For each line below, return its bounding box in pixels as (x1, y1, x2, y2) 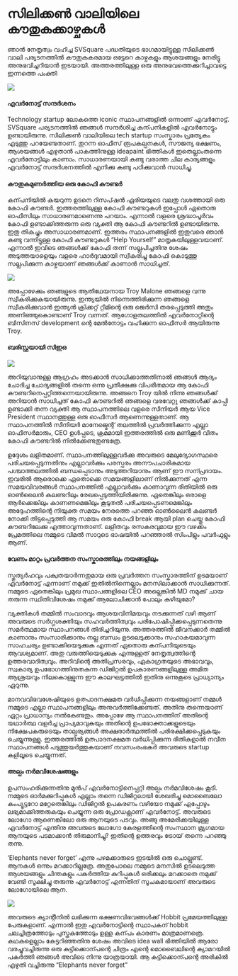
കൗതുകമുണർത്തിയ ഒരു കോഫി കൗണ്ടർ (7, 179, 123, 188)
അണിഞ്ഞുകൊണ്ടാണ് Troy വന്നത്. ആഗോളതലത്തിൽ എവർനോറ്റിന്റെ (7, 311, 215, 319)
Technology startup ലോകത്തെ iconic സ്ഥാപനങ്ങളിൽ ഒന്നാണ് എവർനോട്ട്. (7, 115, 230, 124)
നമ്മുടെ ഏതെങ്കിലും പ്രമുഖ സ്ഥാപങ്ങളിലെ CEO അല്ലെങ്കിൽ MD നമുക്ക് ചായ (7, 586, 224, 595)
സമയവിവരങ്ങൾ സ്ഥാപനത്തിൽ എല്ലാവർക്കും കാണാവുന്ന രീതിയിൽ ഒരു (7, 482, 217, 491)
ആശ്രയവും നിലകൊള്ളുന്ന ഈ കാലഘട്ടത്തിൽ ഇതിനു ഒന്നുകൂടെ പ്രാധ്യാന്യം (7, 672, 225, 681)
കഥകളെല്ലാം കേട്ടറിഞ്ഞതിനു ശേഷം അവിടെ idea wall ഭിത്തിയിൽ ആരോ (7, 936, 218, 945)
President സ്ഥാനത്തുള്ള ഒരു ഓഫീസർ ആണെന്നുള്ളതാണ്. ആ (7, 412, 189, 421)
